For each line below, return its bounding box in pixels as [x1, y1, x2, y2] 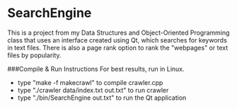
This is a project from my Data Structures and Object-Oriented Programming [7, 28, 230, 37]
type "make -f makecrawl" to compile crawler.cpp [17, 78, 163, 86]
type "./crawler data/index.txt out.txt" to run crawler [17, 86, 169, 94]
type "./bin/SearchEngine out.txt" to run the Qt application [17, 93, 187, 102]
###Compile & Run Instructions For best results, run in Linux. [7, 64, 185, 73]
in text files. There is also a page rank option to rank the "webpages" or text [7, 43, 229, 52]
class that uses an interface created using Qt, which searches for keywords [7, 35, 228, 44]
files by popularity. [7, 51, 62, 59]
